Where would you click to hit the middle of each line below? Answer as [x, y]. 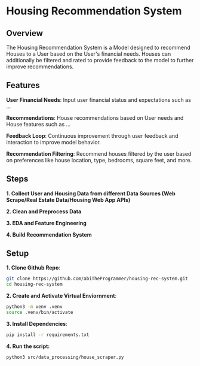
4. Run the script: [28, 346]
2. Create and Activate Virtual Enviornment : [61, 296]
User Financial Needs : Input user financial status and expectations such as [99, 99]
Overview [25, 33]
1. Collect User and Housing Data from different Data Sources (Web [91, 193]
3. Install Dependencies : [37, 323]
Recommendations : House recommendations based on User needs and [95, 117]
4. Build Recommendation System [49, 234]
